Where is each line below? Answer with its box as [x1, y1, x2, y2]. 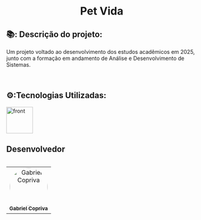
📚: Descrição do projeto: [6, 29, 103, 39]
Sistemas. [6, 61, 31, 68]
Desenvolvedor [6, 144, 65, 155]
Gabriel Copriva [9, 205, 48, 212]
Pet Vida [80, 4, 124, 18]
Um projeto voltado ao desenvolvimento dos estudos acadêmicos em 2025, [6, 48, 195, 55]
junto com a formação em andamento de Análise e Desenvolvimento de [6, 55, 185, 62]
